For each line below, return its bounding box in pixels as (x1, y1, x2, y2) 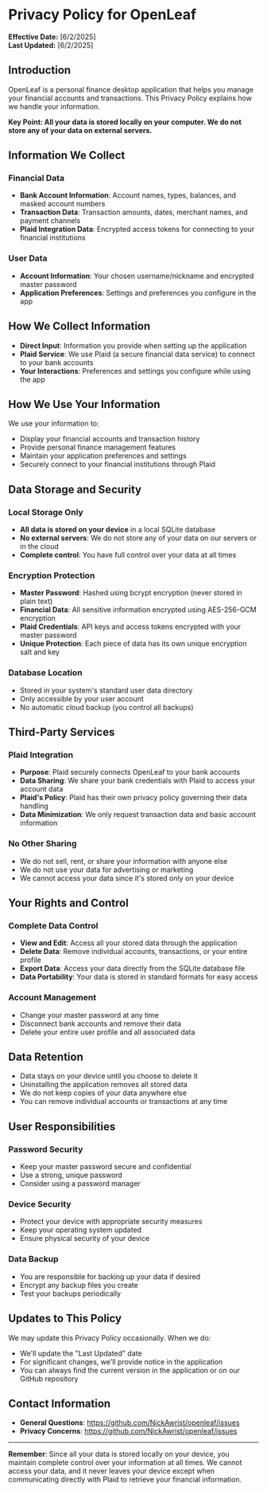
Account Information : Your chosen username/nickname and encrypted (19, 271, 254, 281)
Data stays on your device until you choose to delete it (19, 1071, 199, 1081)
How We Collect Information (8, 320, 151, 333)
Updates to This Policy (8, 1312, 122, 1325)
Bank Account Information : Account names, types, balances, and (19, 190, 236, 200)
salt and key (19, 647, 60, 657)
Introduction (8, 64, 72, 77)
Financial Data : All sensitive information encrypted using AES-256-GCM (19, 605, 257, 614)
